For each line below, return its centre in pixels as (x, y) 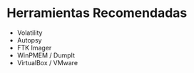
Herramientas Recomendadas (97, 13)
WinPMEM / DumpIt (46, 55)
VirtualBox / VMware (47, 62)
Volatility (30, 33)
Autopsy (29, 40)
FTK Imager (34, 47)
